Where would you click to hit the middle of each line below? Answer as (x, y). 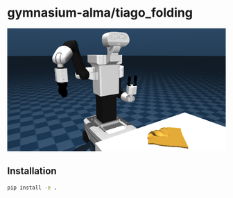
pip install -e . (32, 188)
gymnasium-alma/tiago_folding (100, 13)
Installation (32, 171)
